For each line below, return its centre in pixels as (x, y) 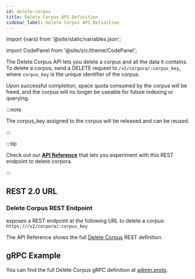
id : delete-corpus (28, 11)
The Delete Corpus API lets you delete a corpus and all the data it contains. (97, 62)
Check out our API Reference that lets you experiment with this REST (90, 155)
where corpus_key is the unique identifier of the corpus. (73, 75)
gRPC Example (33, 256)
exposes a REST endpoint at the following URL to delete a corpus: (86, 221)
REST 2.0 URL (32, 191)
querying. (18, 98)
